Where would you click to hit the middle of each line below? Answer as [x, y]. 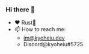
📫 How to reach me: [40, 29]
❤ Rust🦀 [25, 23]
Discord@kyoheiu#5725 [53, 44]
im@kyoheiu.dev [44, 38]
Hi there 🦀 [20, 10]
